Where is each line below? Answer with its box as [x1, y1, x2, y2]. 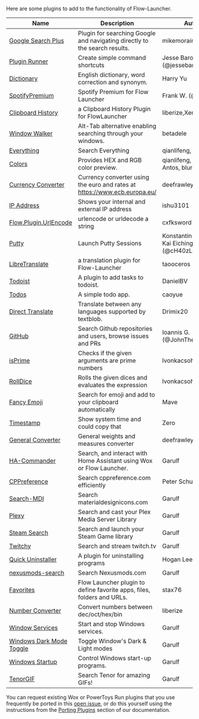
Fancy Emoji [9, 398, 43, 406]
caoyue [162, 290, 183, 299]
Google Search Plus [9, 37, 64, 45]
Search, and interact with [78, 449, 148, 457]
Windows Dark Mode [9, 637, 68, 645]
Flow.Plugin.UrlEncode [9, 218, 72, 226]
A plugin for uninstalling [78, 552, 144, 560]
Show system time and [78, 415, 142, 423]
